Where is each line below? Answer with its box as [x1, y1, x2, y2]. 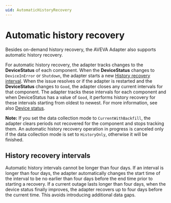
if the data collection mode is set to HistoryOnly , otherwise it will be [5, 131, 148, 137]
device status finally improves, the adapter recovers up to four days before [5, 187, 162, 193]
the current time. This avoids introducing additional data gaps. [5, 192, 136, 198]
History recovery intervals [5, 151, 91, 160]
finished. [5, 136, 24, 143]
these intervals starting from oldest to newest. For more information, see [5, 99, 158, 106]
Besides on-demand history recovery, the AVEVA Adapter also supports [5, 46, 156, 53]
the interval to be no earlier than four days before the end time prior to [5, 175, 153, 182]
